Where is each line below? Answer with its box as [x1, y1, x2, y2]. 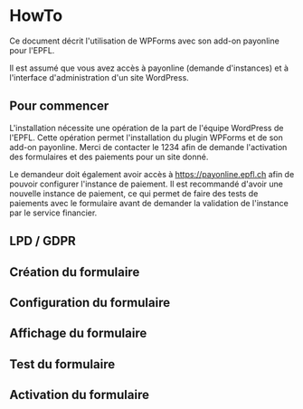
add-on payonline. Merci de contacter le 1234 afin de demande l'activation [9, 141, 288, 152]
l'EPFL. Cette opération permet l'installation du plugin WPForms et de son [9, 132, 283, 143]
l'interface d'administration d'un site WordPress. [9, 71, 190, 82]
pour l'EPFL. [9, 44, 55, 55]
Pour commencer [9, 99, 109, 114]
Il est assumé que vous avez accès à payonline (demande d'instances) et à [9, 62, 289, 73]
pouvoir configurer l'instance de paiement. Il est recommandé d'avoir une [9, 178, 283, 189]
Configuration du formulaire [9, 295, 170, 310]
